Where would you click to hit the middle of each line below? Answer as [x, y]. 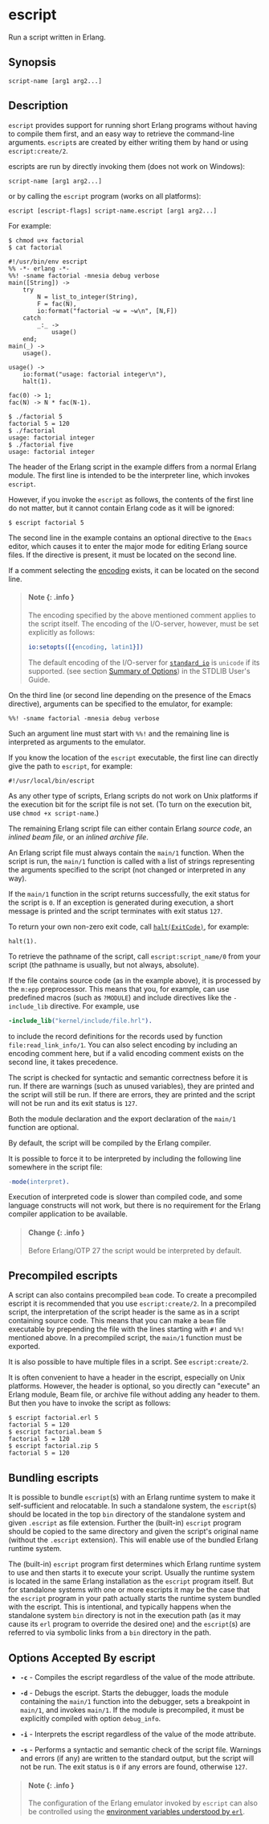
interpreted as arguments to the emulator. [77, 741]
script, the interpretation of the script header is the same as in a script [124, 1312]
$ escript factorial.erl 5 [53, 1418]
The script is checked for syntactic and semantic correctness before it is [128, 1077]
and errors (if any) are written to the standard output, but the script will [137, 1758]
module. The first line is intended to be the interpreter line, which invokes [129, 475]
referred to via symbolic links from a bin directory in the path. [110, 1632]
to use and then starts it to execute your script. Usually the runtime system [132, 1573]
